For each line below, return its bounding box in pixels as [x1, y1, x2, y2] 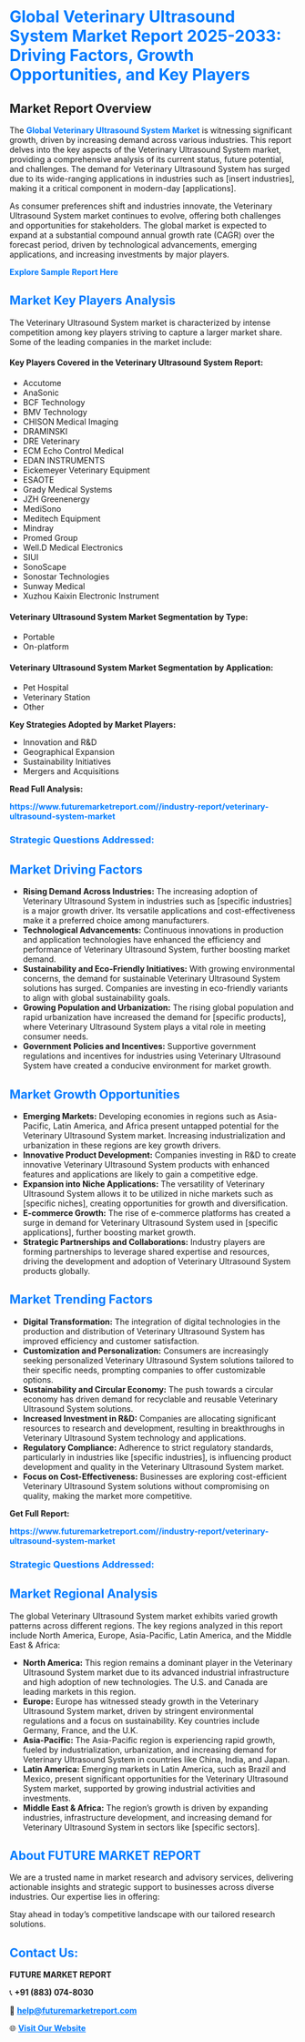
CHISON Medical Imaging [22, 416, 119, 427]
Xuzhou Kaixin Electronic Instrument [22, 590, 159, 602]
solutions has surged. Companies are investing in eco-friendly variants [22, 983, 289, 994]
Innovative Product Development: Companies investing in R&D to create [22, 1149, 297, 1160]
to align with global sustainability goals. [22, 993, 171, 1004]
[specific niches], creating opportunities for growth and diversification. [22, 1198, 289, 1209]
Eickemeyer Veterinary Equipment [22, 465, 150, 475]
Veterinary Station [22, 692, 91, 703]
